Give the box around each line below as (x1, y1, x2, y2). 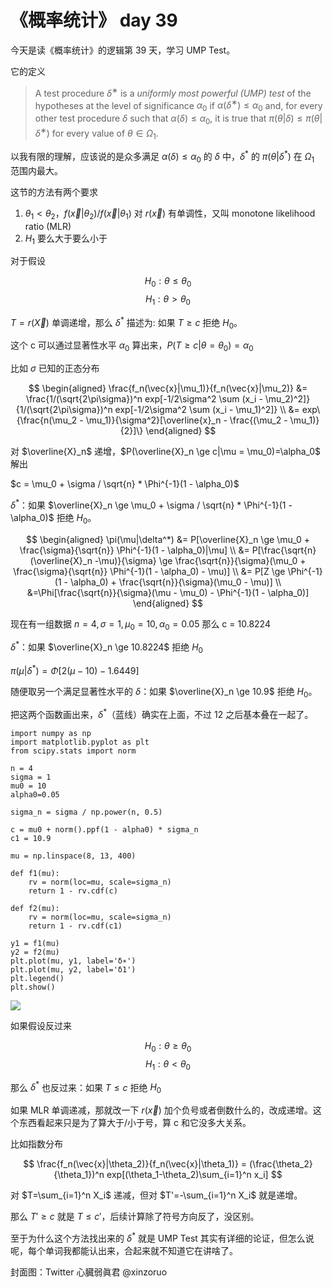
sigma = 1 (10, 772, 52, 782)
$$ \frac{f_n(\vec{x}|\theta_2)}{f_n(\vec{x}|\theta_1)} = (23, 1158, 248, 1170)
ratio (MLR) (24, 220, 72, 232)
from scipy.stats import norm (10, 746, 137, 756)
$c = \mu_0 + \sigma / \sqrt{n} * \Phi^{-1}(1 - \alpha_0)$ (10, 478, 240, 490)
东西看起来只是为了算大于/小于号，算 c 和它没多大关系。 (18, 1117, 252, 1129)
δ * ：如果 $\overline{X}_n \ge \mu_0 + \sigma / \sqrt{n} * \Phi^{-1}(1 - (10, 497, 293, 511)
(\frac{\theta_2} (249, 1158, 313, 1170)
